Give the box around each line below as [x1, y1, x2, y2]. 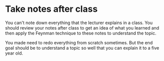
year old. [5, 50, 23, 56]
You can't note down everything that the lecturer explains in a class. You [5, 20, 153, 26]
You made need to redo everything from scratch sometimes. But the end [5, 39, 153, 45]
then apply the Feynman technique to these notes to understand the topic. [5, 30, 157, 36]
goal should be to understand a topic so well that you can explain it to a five [5, 45, 160, 51]
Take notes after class [5, 3, 98, 15]
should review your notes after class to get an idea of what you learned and [5, 25, 160, 30]
